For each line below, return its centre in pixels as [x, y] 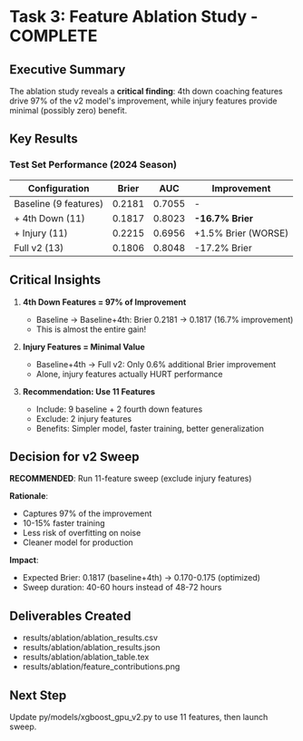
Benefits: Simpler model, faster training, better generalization [150, 428]
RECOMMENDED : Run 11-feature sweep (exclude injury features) [131, 479]
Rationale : [29, 496]
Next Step [38, 695]
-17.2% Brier [223, 248]
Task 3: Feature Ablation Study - [134, 17]
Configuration [59, 188]
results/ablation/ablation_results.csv [90, 638]
